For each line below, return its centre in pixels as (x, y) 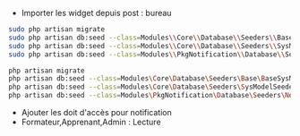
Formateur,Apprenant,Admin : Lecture (91, 122)
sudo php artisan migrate (56, 30)
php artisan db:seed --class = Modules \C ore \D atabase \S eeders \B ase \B (137, 79)
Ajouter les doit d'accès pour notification (96, 112)
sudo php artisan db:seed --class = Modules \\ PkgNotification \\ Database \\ (147, 54)
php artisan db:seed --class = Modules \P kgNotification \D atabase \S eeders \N (149, 96)
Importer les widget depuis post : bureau (96, 13)
